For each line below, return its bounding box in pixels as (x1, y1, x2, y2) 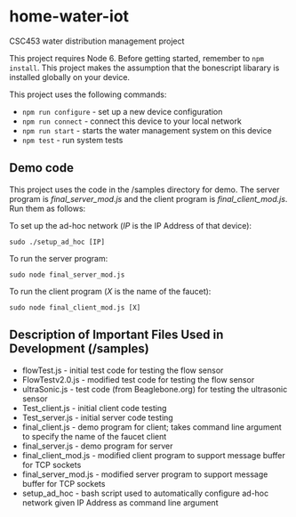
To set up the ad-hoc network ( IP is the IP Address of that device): (9, 220, 252, 230)
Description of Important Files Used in (9, 327, 224, 343)
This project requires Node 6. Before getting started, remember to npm (9, 53, 265, 63)
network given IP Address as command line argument (21, 497, 219, 508)
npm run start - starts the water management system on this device (21, 125, 273, 135)
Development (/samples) (9, 341, 149, 357)
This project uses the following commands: (9, 89, 167, 100)
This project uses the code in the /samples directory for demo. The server (9, 184, 280, 195)
